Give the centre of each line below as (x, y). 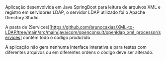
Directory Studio (22, 17)
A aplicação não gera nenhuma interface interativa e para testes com (76, 47)
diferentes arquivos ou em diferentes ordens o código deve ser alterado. (79, 52)
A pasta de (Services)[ (28, 27)
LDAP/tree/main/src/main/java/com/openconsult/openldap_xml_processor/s (83, 32)
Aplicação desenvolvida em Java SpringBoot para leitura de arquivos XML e (83, 7)
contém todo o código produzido (57, 37)
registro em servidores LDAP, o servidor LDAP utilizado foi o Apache (75, 12)
